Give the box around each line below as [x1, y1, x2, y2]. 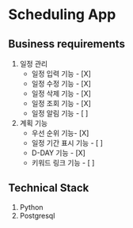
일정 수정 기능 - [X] [31, 79, 91, 88]
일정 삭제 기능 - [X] [31, 89, 91, 98]
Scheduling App [8, 6, 116, 24]
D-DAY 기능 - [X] [31, 148, 85, 158]
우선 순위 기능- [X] [31, 128, 89, 138]
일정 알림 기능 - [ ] [31, 108, 89, 118]
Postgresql [19, 211, 55, 220]
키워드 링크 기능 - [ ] [31, 158, 95, 167]
